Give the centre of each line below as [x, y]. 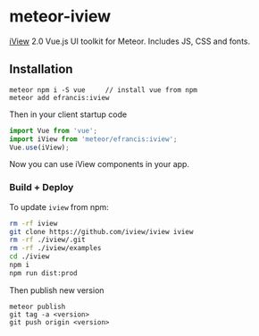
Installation [41, 69]
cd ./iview [29, 256]
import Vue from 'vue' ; [54, 130]
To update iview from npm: [59, 206]
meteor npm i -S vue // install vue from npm [104, 90]
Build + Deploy [42, 188]
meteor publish [38, 307]
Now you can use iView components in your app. [100, 164]
